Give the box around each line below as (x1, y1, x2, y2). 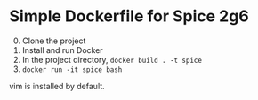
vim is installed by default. (9, 81, 105, 91)
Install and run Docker (21, 44, 104, 55)
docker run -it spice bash (21, 65, 123, 74)
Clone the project (21, 35, 86, 46)
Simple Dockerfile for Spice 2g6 (9, 6, 249, 27)
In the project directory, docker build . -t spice (21, 54, 203, 65)
